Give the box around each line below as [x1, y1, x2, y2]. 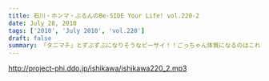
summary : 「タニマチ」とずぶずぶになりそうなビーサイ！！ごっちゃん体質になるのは [8, 42, 250, 50]
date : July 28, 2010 [8, 19, 78, 27]
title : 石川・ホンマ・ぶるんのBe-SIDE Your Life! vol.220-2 [8, 11, 200, 20]
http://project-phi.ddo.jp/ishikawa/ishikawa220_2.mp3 [8, 63, 187, 73]
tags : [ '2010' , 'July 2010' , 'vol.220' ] [8, 26, 146, 34]
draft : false [8, 34, 52, 43]
